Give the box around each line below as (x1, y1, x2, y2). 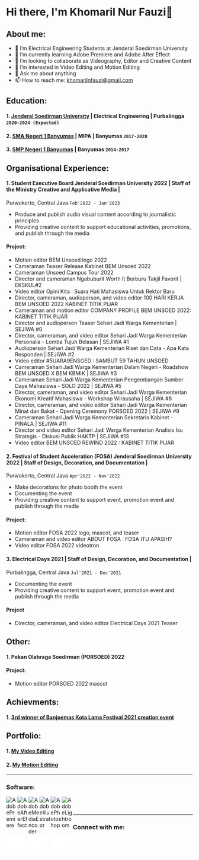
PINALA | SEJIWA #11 (14, 420, 67, 427)
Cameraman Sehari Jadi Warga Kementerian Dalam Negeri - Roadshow (14, 363, 189, 370)
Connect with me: (73, 823, 126, 832)
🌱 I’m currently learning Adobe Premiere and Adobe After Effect (14, 51, 170, 58)
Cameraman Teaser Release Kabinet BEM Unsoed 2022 (14, 262, 151, 269)
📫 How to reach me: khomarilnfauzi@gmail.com (14, 77, 133, 84)
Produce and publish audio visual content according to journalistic (14, 211, 176, 218)
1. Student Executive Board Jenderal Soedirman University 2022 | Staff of (6, 180, 191, 187)
